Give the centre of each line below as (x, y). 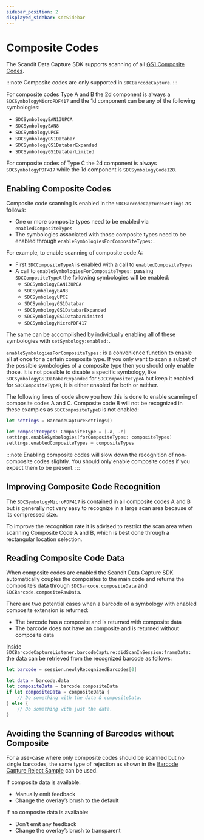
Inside (14, 647)
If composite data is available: (43, 782)
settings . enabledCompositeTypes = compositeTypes (70, 443)
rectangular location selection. (44, 539)
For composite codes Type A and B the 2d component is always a (88, 94)
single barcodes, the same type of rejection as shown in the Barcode (92, 764)
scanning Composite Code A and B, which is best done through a (88, 532)
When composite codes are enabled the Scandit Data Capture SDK (90, 573)
